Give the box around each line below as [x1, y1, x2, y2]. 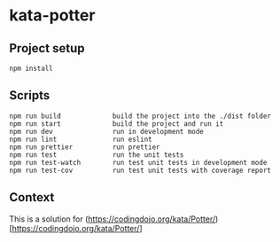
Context [9, 190, 55, 205]
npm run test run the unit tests [9, 150, 184, 160]
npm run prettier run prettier [9, 143, 161, 152]
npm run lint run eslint [9, 135, 152, 144]
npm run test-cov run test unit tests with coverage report [9, 166, 272, 175]
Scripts [9, 88, 51, 103]
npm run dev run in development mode [9, 127, 204, 136]
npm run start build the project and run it [9, 119, 224, 129]
